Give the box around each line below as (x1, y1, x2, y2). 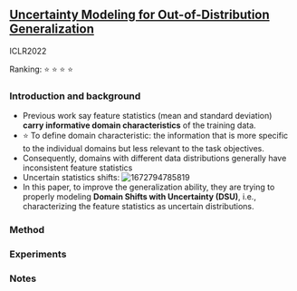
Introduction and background (9, 90, 141, 102)
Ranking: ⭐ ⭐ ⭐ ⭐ (9, 63, 74, 74)
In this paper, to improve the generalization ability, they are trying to (22, 181, 275, 193)
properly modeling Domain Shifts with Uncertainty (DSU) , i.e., (22, 191, 256, 202)
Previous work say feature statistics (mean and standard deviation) (22, 111, 273, 121)
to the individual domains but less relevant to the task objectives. (22, 143, 265, 154)
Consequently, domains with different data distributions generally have (22, 153, 287, 164)
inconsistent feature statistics (22, 162, 133, 173)
